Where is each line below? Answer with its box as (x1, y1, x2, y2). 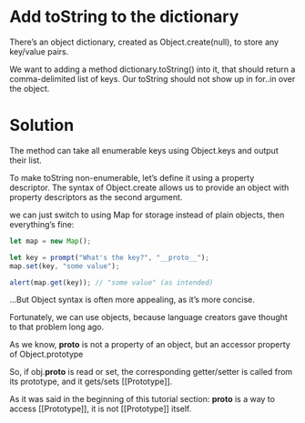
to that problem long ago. (9, 321, 105, 333)
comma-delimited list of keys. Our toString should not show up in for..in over (9, 73, 296, 84)
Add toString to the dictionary (9, 6, 239, 27)
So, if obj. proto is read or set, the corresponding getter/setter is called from (9, 367, 293, 378)
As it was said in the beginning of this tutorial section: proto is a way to (9, 394, 276, 405)
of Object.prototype (9, 348, 84, 360)
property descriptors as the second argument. (9, 191, 183, 202)
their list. (9, 155, 43, 166)
